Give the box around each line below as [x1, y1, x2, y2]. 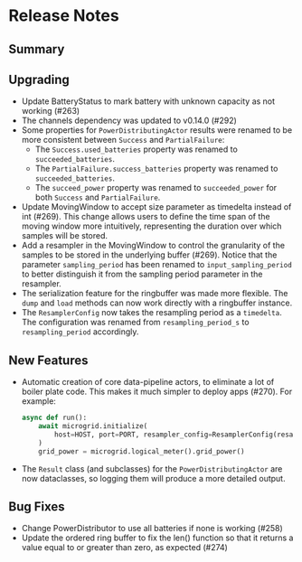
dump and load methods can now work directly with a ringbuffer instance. [21, 297, 293, 308]
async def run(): [21, 413, 88, 423]
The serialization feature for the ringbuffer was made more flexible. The [21, 288, 288, 299]
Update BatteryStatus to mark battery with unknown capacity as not [21, 96, 276, 107]
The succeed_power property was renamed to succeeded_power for [34, 183, 278, 193]
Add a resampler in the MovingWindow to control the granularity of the [21, 240, 286, 251]
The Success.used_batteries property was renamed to [34, 144, 239, 155]
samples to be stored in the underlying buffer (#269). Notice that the [21, 249, 278, 260]
